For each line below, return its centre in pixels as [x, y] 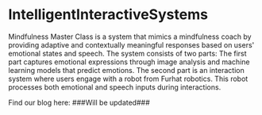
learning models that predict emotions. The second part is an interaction [126, 70]
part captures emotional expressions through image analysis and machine [129, 62]
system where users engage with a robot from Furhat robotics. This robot [128, 79]
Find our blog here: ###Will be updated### [79, 102]
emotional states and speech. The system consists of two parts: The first [128, 53]
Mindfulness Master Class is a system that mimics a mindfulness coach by [130, 36]
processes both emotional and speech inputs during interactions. [115, 87]
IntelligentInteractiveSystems [108, 15]
